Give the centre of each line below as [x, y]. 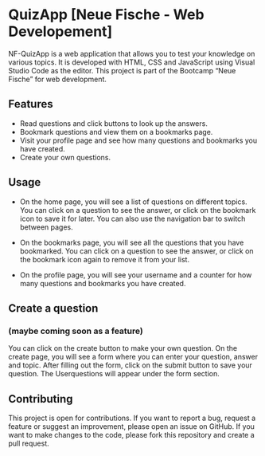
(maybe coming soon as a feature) [76, 331]
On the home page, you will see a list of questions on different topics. [134, 202]
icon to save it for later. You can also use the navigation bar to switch [132, 218]
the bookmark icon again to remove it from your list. [104, 259]
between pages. [46, 227]
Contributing [41, 399]
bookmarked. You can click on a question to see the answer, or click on [136, 251]
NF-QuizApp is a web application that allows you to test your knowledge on [132, 53]
